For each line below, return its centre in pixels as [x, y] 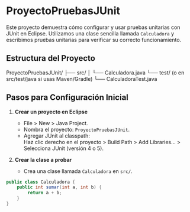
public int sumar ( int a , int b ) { [59, 187]
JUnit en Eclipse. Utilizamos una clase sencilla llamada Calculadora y [90, 33]
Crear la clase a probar [43, 159]
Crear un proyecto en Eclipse [51, 112]
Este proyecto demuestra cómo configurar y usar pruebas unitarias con [93, 27]
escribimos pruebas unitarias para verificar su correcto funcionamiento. [94, 40]
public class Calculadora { [41, 182]
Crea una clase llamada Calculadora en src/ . [78, 171]
